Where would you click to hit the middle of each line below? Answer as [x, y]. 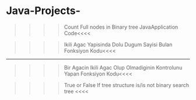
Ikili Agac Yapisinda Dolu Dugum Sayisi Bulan [118, 44]
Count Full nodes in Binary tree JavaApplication [121, 27]
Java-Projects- [43, 11]
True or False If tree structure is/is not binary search [127, 85]
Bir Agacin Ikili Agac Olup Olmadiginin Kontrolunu [123, 67]
